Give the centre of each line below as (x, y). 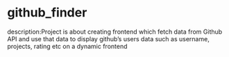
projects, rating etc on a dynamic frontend (67, 46)
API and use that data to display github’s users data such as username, (108, 38)
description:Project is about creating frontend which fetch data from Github (115, 32)
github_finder (47, 13)
